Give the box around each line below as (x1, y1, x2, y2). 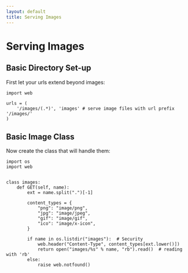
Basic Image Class (6, 131, 75, 142)
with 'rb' (6, 252, 31, 258)
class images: (6, 179, 41, 186)
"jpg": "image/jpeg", (37, 210, 91, 216)
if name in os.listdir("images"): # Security (27, 236, 143, 242)
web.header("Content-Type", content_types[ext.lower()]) (37, 241, 180, 248)
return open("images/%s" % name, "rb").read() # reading (37, 246, 183, 252)
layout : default (6, 8, 46, 15)
